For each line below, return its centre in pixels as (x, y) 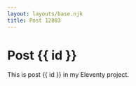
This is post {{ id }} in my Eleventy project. (68, 75)
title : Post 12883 (34, 20)
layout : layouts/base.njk (45, 14)
